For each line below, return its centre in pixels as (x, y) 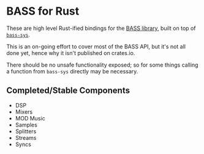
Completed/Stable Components (68, 91)
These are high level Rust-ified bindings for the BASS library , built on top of (101, 28)
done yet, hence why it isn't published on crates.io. (71, 53)
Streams (26, 137)
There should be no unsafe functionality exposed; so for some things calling (102, 65)
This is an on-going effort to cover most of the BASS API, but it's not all (96, 46)
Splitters (26, 131)
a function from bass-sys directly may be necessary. (72, 71)
